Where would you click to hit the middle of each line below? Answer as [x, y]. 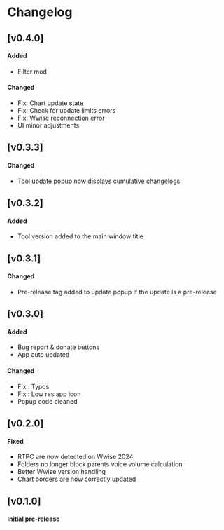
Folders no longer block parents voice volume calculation [100, 464]
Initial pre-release [34, 519]
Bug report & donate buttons [58, 347]
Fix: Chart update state [50, 103]
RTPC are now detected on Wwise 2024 [75, 457]
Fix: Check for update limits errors [66, 110]
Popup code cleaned [48, 401]
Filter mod [32, 72]
